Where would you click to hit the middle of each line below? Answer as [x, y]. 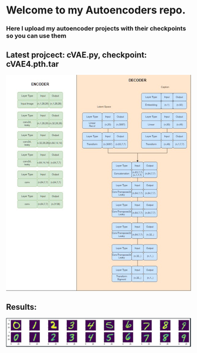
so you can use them [36, 36]
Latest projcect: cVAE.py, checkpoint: [77, 55]
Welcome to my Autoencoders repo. [96, 10]
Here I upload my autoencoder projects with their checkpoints [96, 29]
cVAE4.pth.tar [33, 64]
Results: [21, 307]
